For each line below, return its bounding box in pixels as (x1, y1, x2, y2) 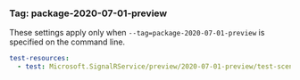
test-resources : (9, 54, 70, 63)
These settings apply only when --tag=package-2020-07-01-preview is (9, 28, 265, 38)
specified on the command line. (9, 36, 126, 47)
